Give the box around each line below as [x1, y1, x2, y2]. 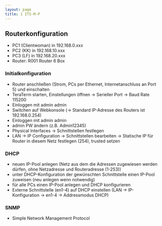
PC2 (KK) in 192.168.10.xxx [12, 48, 65, 53]
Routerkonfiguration [5, 30, 68, 38]
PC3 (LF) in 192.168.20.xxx [12, 53, 66, 59]
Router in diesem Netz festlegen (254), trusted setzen [12, 138, 120, 144]
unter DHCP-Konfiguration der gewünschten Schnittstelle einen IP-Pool [12, 171, 155, 177]
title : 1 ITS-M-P [5, 12, 40, 17]
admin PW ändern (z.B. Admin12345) [12, 122, 87, 128]
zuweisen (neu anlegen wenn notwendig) [12, 176, 95, 182]
